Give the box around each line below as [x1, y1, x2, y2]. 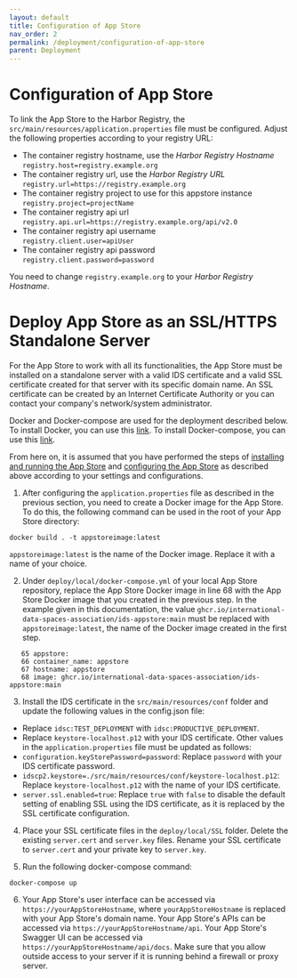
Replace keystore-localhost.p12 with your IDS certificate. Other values [21, 732, 284, 743]
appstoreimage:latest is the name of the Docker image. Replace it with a [9, 549, 276, 559]
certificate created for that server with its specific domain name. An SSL [9, 379, 274, 390]
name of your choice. [9, 558, 87, 569]
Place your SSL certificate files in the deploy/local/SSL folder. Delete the [21, 825, 289, 836]
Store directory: [21, 516, 80, 526]
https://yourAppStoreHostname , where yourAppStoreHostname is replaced [21, 904, 286, 914]
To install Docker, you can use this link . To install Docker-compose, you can [9, 424, 286, 435]
